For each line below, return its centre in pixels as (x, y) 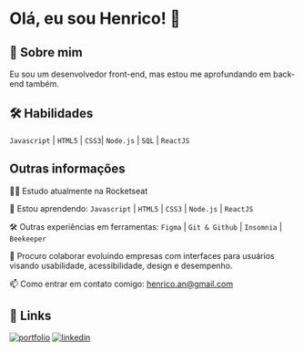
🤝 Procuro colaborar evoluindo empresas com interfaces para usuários (142, 255)
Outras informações (67, 169)
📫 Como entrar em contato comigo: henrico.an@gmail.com (122, 284)
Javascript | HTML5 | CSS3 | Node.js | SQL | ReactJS (100, 140)
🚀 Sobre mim (46, 52)
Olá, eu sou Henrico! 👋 (95, 19)
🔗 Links (30, 316)
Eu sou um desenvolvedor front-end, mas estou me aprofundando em (140, 74)
